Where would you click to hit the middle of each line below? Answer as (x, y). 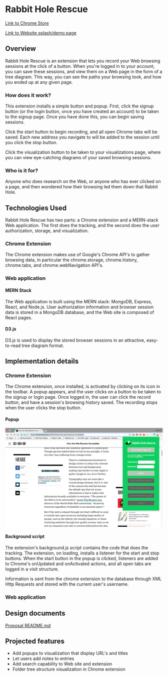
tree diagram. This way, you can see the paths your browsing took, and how (83, 77)
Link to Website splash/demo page (41, 33)
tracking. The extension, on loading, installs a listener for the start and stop (82, 553)
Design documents (35, 613)
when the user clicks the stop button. (43, 408)
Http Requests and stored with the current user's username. (67, 584)
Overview (21, 49)
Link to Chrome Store (27, 23)
